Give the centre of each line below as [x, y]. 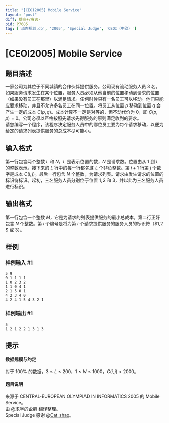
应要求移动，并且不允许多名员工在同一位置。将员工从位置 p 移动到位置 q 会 [83, 105]
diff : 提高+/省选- [23, 19]
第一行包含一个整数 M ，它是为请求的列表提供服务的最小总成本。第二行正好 [83, 217]
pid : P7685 [17, 24]
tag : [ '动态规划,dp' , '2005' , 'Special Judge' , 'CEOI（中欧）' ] [71, 29]
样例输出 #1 [19, 313]
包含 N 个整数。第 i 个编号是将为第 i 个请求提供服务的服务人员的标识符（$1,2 [84, 223]
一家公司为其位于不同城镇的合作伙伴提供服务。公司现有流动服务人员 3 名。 [83, 87]
